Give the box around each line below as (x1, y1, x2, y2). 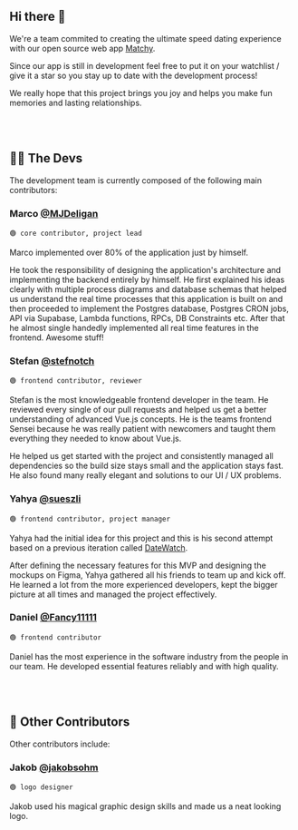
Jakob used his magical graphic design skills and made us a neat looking (9, 800, 282, 812)
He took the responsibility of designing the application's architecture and (9, 264, 282, 275)
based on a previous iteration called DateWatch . (9, 542, 188, 553)
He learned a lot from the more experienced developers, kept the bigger (9, 579, 278, 590)
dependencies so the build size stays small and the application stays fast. (9, 460, 284, 472)
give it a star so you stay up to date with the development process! (9, 70, 258, 81)
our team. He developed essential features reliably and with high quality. (9, 660, 279, 671)
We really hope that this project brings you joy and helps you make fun (9, 87, 274, 98)
